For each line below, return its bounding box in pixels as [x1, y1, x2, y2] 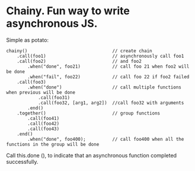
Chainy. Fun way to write [6, 4, 130, 18]
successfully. [6, 158, 39, 165]
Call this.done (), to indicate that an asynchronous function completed [6, 151, 177, 159]
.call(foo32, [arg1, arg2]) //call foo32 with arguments [37, 100, 184, 106]
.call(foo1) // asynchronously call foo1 [17, 53, 184, 59]
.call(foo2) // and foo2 [17, 58, 142, 64]
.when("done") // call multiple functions [27, 84, 182, 90]
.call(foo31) [37, 94, 70, 100]
